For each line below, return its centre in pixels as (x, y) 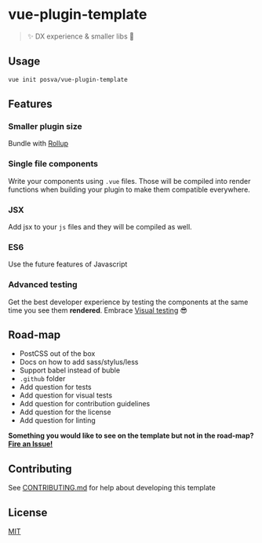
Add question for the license (65, 412)
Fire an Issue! (31, 444)
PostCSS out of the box (57, 354)
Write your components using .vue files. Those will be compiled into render (129, 181)
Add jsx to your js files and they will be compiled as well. (100, 226)
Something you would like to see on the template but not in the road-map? (131, 436)
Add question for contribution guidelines (85, 404)
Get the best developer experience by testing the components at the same (128, 302)
